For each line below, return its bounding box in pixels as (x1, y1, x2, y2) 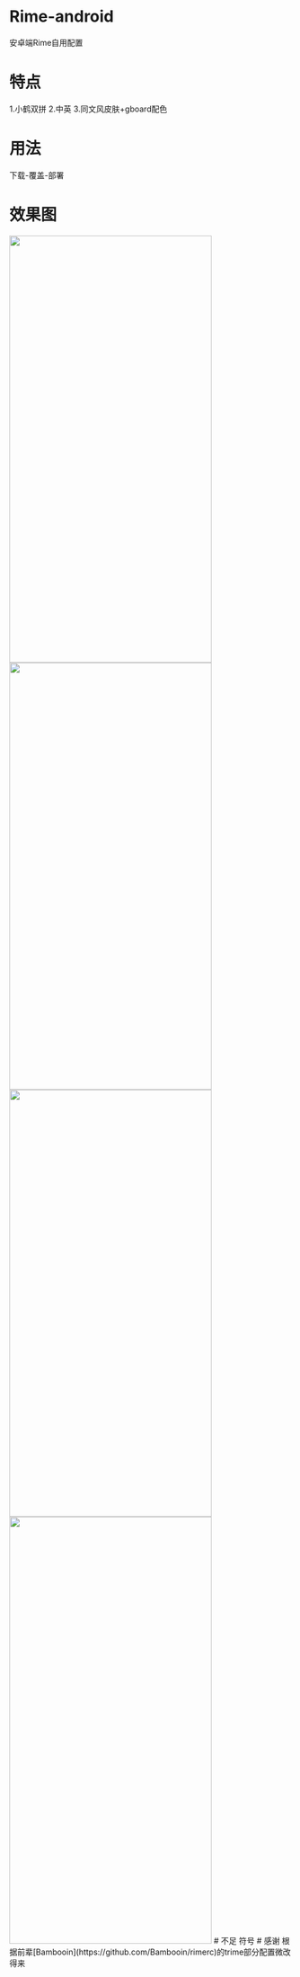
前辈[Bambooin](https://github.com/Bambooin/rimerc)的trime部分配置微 (16, 1946, 284, 1957)
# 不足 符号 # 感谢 (213, 1935, 280, 1946)
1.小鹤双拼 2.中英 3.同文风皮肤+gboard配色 (9, 103, 168, 114)
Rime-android (9, 6, 114, 27)
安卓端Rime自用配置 (9, 37, 84, 48)
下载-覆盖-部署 (9, 169, 65, 181)
